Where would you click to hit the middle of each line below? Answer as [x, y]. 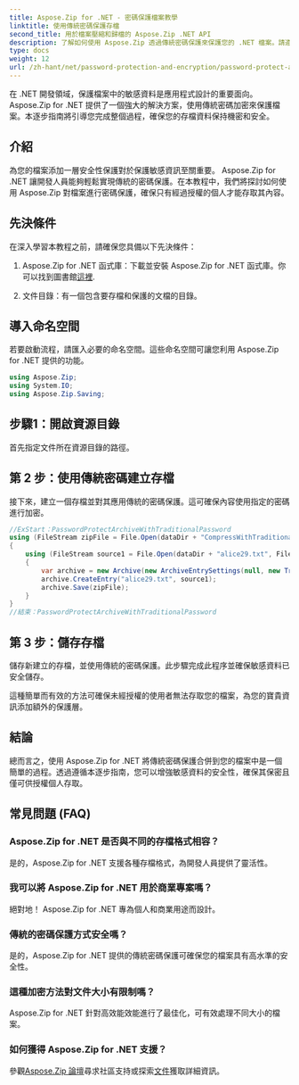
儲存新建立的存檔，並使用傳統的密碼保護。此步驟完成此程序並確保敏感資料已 [149, 665]
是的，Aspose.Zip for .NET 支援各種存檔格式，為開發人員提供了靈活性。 [141, 863]
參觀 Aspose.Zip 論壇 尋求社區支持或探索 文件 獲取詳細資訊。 [117, 1071]
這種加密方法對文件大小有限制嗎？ [82, 992]
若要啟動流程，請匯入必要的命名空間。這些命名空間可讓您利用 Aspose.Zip [144, 350]
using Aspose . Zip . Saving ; [57, 394]
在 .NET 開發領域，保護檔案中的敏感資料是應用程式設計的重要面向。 [133, 94]
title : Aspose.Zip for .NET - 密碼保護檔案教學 [93, 17]
